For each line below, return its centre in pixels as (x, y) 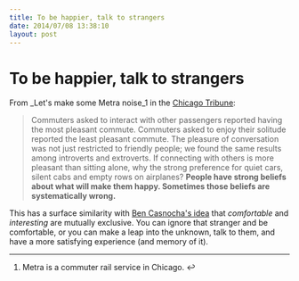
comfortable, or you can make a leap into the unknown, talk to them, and (142, 232)
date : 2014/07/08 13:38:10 (59, 26)
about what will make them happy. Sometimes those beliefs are (150, 186)
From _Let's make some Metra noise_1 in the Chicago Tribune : (122, 103)
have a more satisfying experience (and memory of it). (109, 242)
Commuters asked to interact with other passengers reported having (157, 120)
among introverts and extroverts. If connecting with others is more (152, 158)
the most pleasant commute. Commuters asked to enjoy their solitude (158, 129)
